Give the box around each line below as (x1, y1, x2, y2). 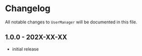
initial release (12, 46, 39, 52)
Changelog (5, 3, 51, 14)
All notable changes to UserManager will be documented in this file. (5, 19, 138, 25)
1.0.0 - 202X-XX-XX (5, 33, 67, 41)
